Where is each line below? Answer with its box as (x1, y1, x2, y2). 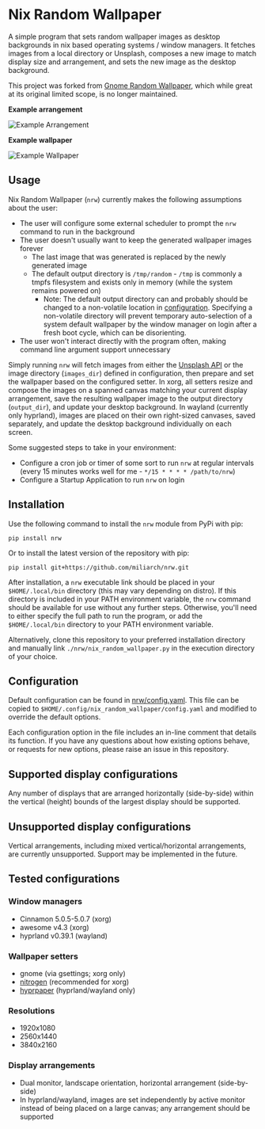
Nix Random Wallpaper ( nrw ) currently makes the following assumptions (8, 194, 243, 204)
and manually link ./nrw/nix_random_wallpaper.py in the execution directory (8, 643, 256, 653)
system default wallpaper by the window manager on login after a (43, 319, 257, 329)
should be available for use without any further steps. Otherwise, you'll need (8, 602, 257, 612)
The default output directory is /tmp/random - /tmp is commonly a (31, 269, 243, 278)
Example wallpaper (8, 135, 73, 144)
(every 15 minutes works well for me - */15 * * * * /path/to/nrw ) (19, 466, 236, 476)
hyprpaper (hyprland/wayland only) (19, 985, 136, 995)
